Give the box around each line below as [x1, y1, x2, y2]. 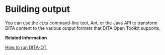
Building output [5, 3, 71, 15]
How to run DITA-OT [5, 44, 47, 50]
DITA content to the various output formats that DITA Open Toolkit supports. [5, 25, 161, 31]
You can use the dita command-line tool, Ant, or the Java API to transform [5, 20, 158, 26]
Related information [5, 35, 47, 41]
